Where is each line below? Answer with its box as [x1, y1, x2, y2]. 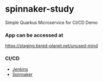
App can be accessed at [5, 32, 63, 39]
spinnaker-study [5, 3, 74, 15]
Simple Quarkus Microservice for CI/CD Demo [5, 20, 98, 25]
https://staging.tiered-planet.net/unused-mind [5, 43, 98, 49]
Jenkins [12, 66, 28, 72]
